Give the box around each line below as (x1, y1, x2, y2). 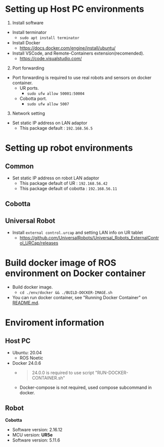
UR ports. (19, 85, 39, 91)
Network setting (12, 110, 45, 116)
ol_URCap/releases (19, 240, 59, 246)
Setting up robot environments (5, 142, 133, 154)
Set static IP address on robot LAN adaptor (12, 175, 99, 181)
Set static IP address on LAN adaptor (12, 120, 88, 126)
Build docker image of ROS (5, 257, 117, 269)
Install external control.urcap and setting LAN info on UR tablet (12, 230, 143, 236)
